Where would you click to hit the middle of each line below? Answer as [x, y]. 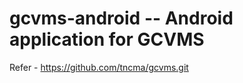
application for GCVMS [107, 39]
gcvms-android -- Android [121, 18]
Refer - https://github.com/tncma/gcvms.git [99, 67]
